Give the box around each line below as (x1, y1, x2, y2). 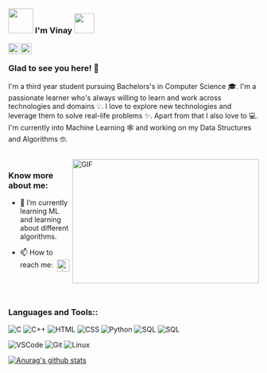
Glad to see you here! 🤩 (8, 63, 99, 74)
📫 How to (19, 247, 53, 257)
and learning (19, 215, 61, 224)
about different (19, 223, 69, 232)
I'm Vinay (34, 25, 73, 36)
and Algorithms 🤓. (8, 134, 68, 143)
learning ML (19, 206, 60, 216)
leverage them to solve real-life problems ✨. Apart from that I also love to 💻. (8, 111, 259, 120)
